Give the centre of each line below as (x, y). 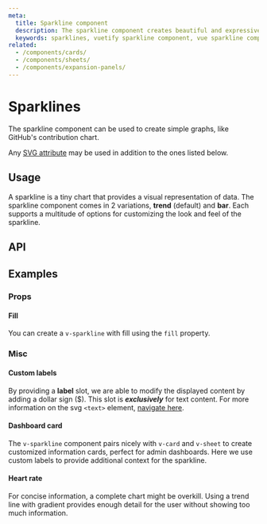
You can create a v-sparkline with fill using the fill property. (109, 333)
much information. (38, 513)
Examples (33, 274)
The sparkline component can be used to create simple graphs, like (118, 129)
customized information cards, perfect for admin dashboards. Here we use (130, 452)
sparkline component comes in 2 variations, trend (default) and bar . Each (128, 205)
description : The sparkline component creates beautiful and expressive (138, 30)
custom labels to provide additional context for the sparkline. (108, 460)
